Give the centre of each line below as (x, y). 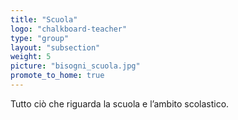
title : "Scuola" (44, 19)
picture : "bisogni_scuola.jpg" (75, 66)
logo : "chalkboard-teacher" (69, 29)
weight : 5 (31, 57)
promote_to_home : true (57, 76)
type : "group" (40, 38)
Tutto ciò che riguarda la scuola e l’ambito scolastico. (120, 103)
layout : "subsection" (55, 47)
